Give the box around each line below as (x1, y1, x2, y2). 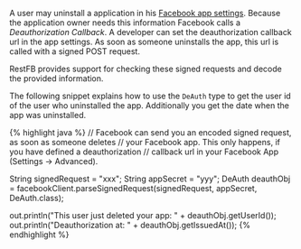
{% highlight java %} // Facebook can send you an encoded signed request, (9, 127, 292, 138)
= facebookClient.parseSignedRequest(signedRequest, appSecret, (9, 183, 258, 193)
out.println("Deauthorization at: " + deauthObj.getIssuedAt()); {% (9, 220, 251, 230)
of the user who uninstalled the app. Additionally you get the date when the (9, 100, 289, 111)
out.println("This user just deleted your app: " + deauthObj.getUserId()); (9, 210, 277, 220)
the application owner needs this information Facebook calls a (9, 17, 241, 28)
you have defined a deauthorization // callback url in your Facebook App (9, 146, 279, 157)
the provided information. (9, 73, 104, 84)
